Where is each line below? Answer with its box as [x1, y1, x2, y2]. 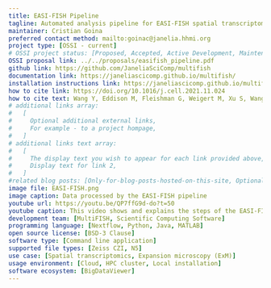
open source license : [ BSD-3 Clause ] [8, 229, 135, 238]
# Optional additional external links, [8, 117, 157, 125]
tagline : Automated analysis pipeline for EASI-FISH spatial [8, 19, 219, 27]
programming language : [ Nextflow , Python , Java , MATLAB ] [8, 222, 204, 230]
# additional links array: [8, 102, 99, 110]
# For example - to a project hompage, [8, 124, 157, 132]
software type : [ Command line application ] [8, 237, 157, 245]
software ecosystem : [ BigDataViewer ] [8, 267, 135, 275]
